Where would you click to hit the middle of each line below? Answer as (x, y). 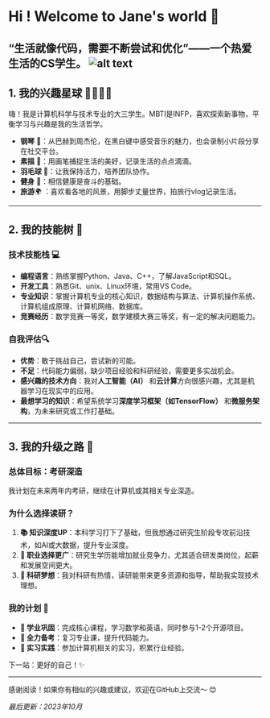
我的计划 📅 (29, 608)
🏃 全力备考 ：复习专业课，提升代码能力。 (87, 637)
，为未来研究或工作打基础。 (73, 411)
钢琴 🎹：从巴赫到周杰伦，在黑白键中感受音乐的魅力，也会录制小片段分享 (139, 141)
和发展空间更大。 (48, 565)
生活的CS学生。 (47, 63)
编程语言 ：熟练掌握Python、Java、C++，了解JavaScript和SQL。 (128, 276)
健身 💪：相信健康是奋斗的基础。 (73, 181)
